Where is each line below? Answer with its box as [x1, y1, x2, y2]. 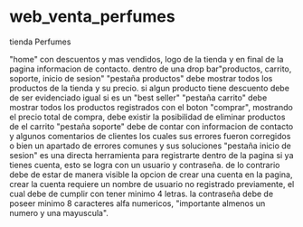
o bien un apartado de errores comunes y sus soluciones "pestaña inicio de [9, 140, 291, 151]
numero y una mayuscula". [9, 207, 109, 218]
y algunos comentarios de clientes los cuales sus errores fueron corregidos [9, 130, 291, 141]
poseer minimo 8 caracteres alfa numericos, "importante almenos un [9, 197, 266, 209]
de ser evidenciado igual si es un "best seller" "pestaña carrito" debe [9, 92, 268, 103]
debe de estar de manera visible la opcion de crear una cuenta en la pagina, [9, 169, 293, 180]
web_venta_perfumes [9, 6, 175, 27]
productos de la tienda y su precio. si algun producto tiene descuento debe [9, 82, 289, 93]
